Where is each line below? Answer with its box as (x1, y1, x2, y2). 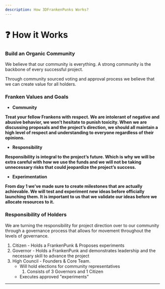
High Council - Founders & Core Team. (12, 258, 91, 264)
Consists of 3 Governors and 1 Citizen (27, 268, 104, 274)
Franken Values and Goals (5, 94, 69, 101)
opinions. (5, 135, 25, 141)
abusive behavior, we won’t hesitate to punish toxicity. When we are (5, 119, 147, 125)
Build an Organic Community (5, 50, 75, 57)
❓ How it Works (5, 29, 68, 40)
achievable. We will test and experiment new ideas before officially (5, 188, 145, 194)
